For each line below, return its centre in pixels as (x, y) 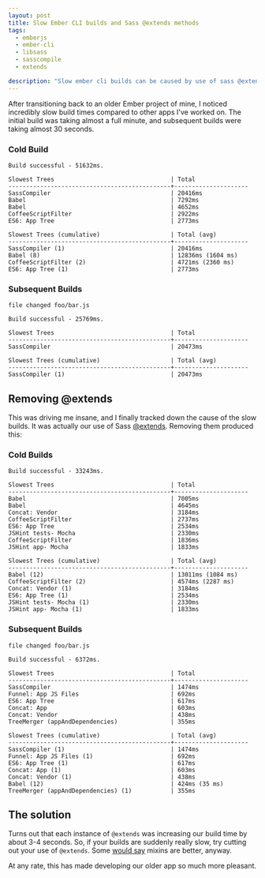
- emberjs (31, 38)
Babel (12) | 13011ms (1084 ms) (123, 575)
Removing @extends (60, 398)
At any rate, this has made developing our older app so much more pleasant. (132, 866)
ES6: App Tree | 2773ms (104, 221)
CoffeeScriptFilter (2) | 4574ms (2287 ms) (121, 582)
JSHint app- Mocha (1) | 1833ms (104, 610)
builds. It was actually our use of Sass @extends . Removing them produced (131, 426)
